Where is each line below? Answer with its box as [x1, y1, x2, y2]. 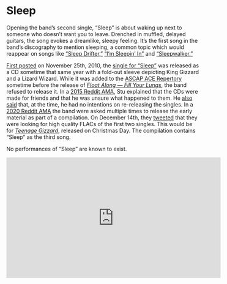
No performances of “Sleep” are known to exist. [6, 145, 127, 152]
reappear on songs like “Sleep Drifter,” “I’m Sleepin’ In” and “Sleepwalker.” [6, 50, 193, 57]
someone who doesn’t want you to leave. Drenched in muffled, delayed [6, 30, 186, 37]
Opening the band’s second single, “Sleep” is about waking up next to [6, 24, 182, 31]
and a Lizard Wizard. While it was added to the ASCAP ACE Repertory [6, 75, 182, 82]
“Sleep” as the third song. [6, 133, 71, 141]
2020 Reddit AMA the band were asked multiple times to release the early [6, 107, 193, 114]
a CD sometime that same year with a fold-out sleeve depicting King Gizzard [6, 68, 199, 75]
